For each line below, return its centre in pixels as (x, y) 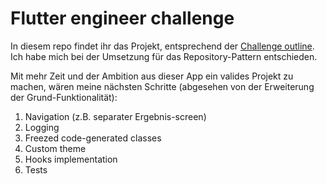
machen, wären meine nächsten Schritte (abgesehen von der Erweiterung (162, 86)
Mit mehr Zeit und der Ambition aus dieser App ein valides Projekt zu (152, 76)
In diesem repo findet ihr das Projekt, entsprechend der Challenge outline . (162, 46)
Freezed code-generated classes (93, 138)
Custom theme (55, 148)
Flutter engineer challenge (122, 18)
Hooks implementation (71, 159)
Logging (42, 127)
